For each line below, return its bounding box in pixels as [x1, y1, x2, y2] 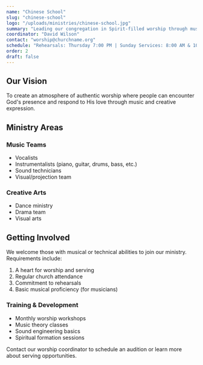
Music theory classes [14, 321, 68, 328]
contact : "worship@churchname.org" [6, 37, 96, 43]
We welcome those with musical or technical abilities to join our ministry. [6, 249, 187, 256]
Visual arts [14, 215, 42, 222]
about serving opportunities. [6, 352, 77, 359]
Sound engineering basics [14, 327, 80, 335]
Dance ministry [14, 202, 53, 209]
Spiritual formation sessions [14, 334, 85, 341]
